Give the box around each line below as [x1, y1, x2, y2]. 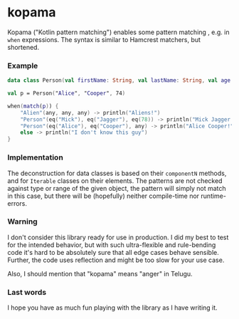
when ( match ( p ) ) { [7, 103, 59, 110]
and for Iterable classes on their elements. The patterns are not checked [7, 176, 223, 185]
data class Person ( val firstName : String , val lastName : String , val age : [7, 77, 234, 84]
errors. [7, 199, 27, 207]
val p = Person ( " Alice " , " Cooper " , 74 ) [7, 90, 126, 97]
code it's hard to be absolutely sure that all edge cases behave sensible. [7, 248, 219, 256]
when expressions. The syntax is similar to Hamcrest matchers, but [7, 35, 201, 43]
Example [7, 61, 38, 70]
